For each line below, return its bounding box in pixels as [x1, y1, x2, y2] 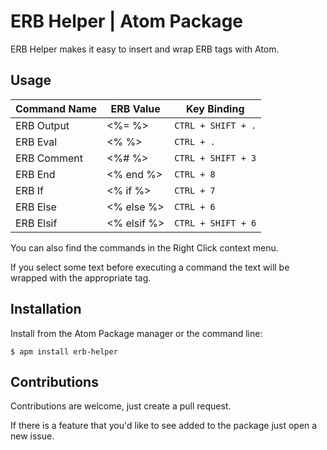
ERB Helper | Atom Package [10, 10, 243, 33]
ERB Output [15, 118, 70, 132]
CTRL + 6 [174, 201, 216, 212]
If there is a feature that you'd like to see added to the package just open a [10, 420, 318, 432]
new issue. [10, 430, 55, 442]
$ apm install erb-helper [10, 346, 118, 357]
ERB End [15, 167, 56, 181]
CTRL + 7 [174, 185, 216, 196]
